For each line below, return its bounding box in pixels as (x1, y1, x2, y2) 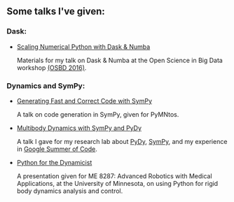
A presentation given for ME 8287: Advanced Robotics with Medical (16, 171, 212, 180)
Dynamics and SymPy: (6, 80, 85, 90)
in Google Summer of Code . (16, 145, 97, 153)
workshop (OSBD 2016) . (16, 63, 87, 72)
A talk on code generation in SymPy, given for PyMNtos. (16, 110, 179, 118)
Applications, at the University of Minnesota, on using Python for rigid (16, 179, 219, 187)
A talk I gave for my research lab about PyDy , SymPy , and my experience (16, 137, 228, 145)
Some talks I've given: (6, 6, 106, 17)
